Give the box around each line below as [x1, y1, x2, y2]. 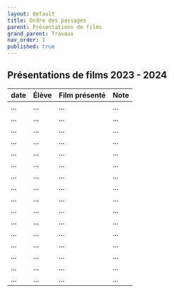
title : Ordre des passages [7, 17, 87, 24]
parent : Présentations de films [7, 23, 102, 30]
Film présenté [58, 90, 106, 100]
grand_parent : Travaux [7, 30, 74, 37]
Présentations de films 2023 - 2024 [7, 69, 168, 81]
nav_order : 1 [7, 37, 46, 44]
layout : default [7, 10, 55, 18]
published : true [7, 43, 55, 50]
